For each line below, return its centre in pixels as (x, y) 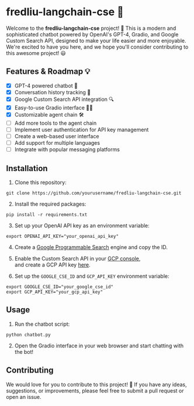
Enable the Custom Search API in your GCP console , (77, 259)
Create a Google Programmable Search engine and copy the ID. (91, 247)
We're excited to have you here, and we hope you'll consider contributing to (97, 47)
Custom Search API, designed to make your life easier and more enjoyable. (96, 40)
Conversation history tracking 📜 (53, 92)
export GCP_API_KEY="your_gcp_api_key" (55, 292)
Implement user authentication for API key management (82, 129)
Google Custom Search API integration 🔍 (64, 99)
